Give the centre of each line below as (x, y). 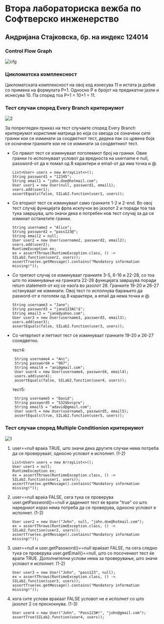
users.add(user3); (31, 322)
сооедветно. (25, 341)
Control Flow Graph (29, 51)
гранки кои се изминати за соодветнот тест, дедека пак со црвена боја (80, 139)
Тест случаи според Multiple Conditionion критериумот (74, 428)
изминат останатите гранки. (42, 219)
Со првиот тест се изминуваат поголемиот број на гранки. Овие (80, 153)
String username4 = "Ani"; (42, 359)
